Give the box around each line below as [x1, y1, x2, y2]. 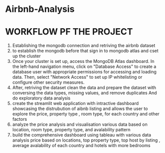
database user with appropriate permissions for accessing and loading [12, 69, 157, 75]
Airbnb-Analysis [5, 3, 75, 15]
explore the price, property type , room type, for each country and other [12, 111, 160, 117]
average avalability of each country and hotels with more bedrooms [12, 143, 151, 149]
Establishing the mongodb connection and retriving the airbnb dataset [12, 43, 156, 49]
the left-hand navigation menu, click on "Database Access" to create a [12, 63, 157, 70]
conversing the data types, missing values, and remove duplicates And [12, 90, 157, 96]
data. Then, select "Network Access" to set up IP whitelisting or [12, 74, 143, 80]
